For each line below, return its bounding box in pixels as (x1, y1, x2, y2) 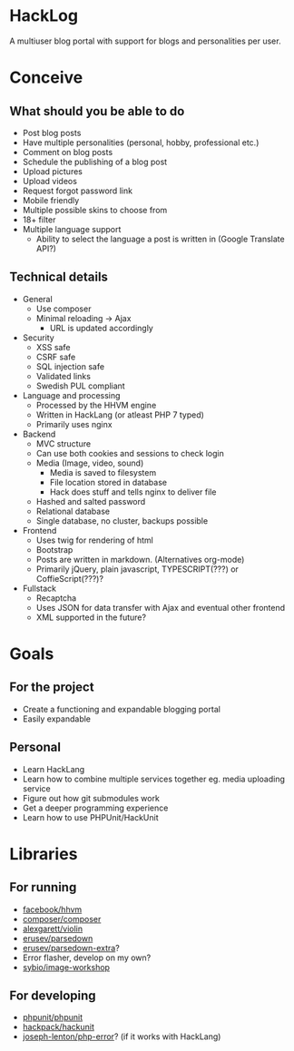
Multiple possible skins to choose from (22, 204, 168, 215)
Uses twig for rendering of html (35, 535, 154, 545)
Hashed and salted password (35, 496, 146, 506)
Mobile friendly (22, 194, 80, 205)
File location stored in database (49, 476, 168, 487)
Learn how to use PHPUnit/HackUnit (22, 811, 159, 822)
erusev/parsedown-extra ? (22, 942, 120, 953)
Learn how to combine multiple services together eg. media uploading (22, 773, 286, 784)
